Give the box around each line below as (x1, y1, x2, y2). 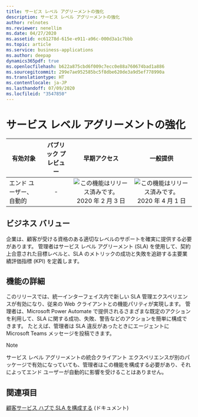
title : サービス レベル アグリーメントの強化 (6, 8, 104, 15)
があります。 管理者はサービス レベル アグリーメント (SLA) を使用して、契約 (6, 242, 191, 249)
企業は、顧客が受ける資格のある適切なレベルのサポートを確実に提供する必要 (6, 235, 192, 242)
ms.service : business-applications (6, 47, 94, 53)
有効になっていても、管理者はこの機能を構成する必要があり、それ (31, 361, 191, 369)
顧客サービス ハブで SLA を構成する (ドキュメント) (6, 405, 129, 412)
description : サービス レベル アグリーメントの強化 (6, 14, 120, 20)
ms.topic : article (6, 42, 51, 48)
